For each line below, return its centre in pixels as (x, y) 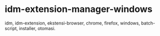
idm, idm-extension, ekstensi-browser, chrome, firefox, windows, (72, 23)
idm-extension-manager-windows (78, 9)
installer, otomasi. (37, 28)
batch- (148, 23)
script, (11, 28)
